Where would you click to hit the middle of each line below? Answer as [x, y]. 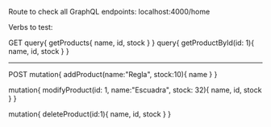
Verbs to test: [31, 27]
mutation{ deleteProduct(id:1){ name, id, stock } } [90, 114]
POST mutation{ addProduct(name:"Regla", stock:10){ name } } [113, 74]
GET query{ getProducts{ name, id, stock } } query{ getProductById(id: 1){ [131, 43]
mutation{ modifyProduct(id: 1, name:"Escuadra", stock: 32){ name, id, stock [135, 90]
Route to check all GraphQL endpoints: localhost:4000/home [109, 12]
